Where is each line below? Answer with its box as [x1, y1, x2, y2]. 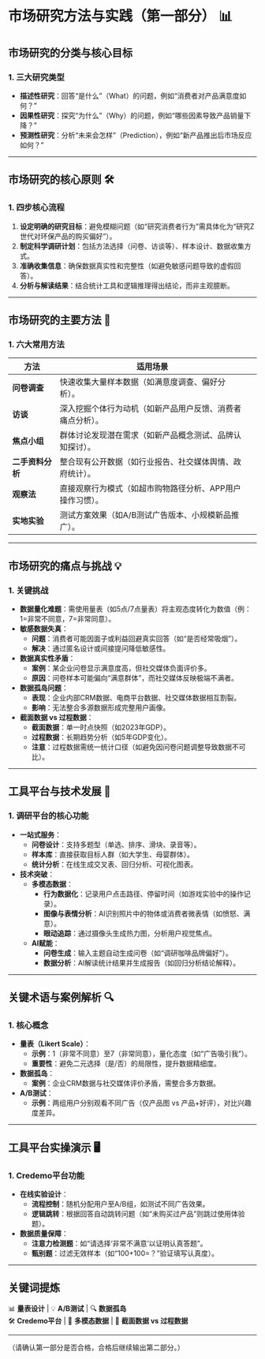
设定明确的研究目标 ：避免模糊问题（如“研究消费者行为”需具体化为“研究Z [19, 222, 255, 231]
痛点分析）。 [59, 415, 104, 426]
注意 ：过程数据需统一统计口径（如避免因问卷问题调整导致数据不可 [31, 742, 246, 752]
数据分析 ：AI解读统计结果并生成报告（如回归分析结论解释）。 [43, 958, 241, 967]
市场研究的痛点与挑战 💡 [8, 559, 122, 573]
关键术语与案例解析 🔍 [8, 991, 114, 1004]
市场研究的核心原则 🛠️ [8, 173, 114, 186]
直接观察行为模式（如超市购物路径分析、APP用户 [59, 483, 241, 494]
